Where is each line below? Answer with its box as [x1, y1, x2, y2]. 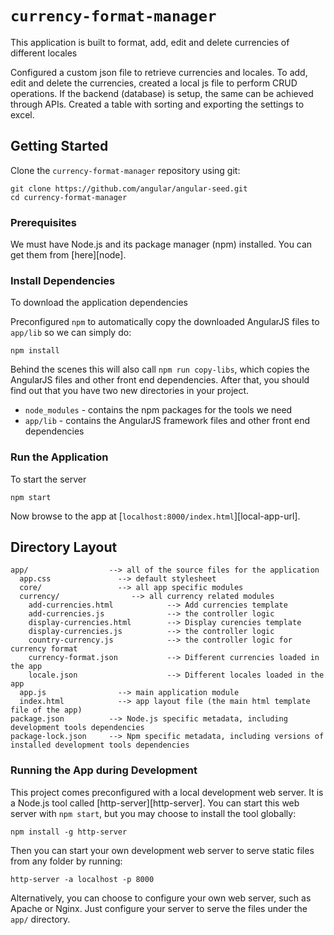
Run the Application [10, 450, 109, 464]
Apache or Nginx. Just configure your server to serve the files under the [10, 902, 308, 914]
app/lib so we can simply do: [10, 327, 132, 339]
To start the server [10, 473, 87, 485]
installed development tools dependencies [10, 740, 190, 751]
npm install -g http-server [10, 827, 128, 837]
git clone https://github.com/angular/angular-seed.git [10, 183, 248, 194]
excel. [10, 108, 35, 121]
